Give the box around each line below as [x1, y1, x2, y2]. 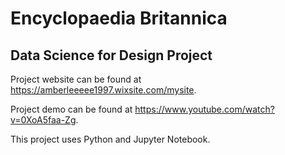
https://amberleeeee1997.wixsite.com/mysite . [10, 84, 197, 96]
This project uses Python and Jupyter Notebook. [10, 133, 211, 145]
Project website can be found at [10, 73, 142, 85]
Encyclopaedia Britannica [10, 7, 228, 30]
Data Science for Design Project [10, 47, 213, 64]
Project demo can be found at [10, 103, 133, 115]
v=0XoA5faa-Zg [10, 114, 77, 126]
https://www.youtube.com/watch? [134, 103, 275, 115]
